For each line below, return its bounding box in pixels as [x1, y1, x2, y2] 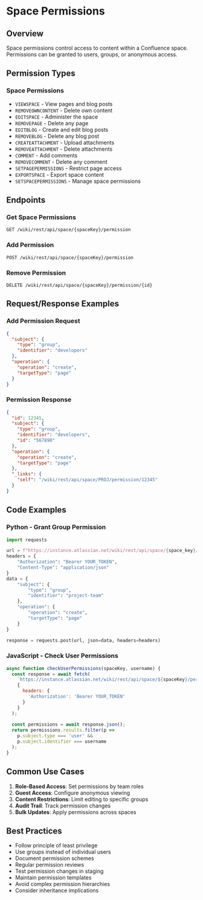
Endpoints [6, 195, 46, 205]
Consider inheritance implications [14, 887, 99, 894]
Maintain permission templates [14, 874, 92, 881]
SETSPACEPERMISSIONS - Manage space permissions [14, 177, 141, 185]
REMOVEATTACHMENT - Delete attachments [14, 145, 113, 153]
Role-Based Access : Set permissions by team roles [14, 783, 144, 790]
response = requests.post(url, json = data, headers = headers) [6, 637, 161, 643]
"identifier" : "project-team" [28, 593, 104, 599]
